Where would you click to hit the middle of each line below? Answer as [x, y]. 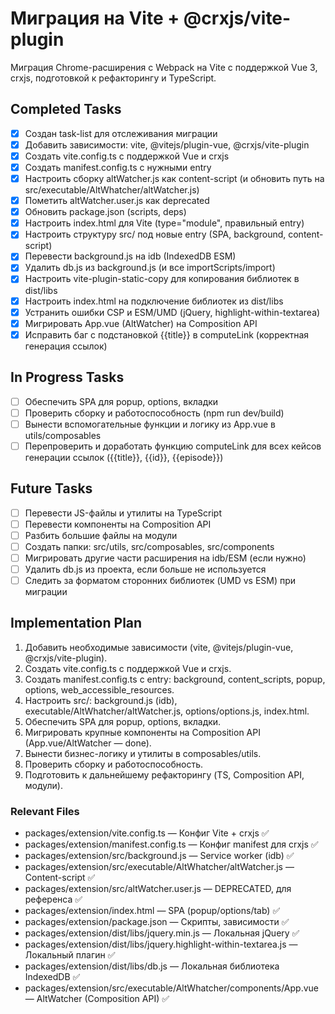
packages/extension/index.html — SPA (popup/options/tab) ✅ [152, 911]
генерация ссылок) [66, 346]
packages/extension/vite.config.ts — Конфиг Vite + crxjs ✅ [147, 833]
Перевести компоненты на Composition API [118, 524]
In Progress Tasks [67, 377]
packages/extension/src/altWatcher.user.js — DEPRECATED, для [158, 889]
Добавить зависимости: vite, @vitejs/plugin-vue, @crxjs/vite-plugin [167, 144]
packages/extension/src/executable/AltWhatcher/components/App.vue [172, 988]
